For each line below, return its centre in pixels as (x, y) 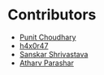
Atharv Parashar (46, 63)
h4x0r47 (34, 45)
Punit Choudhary (48, 37)
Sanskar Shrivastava (54, 54)
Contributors (52, 15)
